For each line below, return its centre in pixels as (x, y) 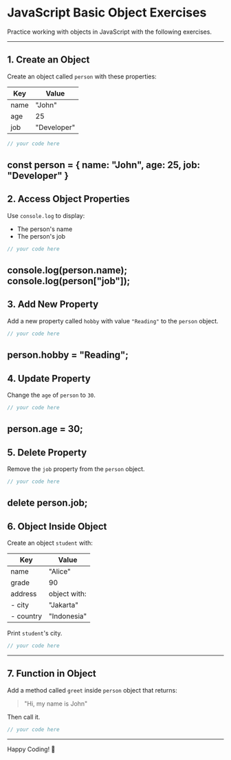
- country (26, 616)
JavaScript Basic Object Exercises (107, 13)
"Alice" (59, 572)
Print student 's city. (35, 633)
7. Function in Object (52, 674)
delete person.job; (47, 503)
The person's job (41, 236)
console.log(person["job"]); (69, 281)
